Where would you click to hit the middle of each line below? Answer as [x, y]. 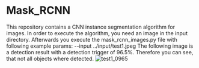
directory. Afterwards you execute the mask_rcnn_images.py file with [92, 39]
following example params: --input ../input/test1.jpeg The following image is [100, 46]
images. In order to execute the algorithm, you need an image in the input [97, 33]
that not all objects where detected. [50, 58]
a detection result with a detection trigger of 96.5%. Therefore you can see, [100, 52]
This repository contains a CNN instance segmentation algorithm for [91, 27]
